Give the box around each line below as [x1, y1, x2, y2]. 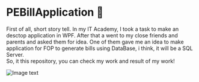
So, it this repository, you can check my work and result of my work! [6, 57, 176, 65]
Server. [6, 51, 24, 58]
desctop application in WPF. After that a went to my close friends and [6, 31, 179, 39]
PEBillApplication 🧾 [6, 5, 104, 19]
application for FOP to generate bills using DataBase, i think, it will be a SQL [6, 45, 194, 52]
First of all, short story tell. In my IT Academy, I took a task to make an [6, 25, 179, 33]
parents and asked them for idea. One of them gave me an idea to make [6, 38, 185, 45]
